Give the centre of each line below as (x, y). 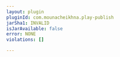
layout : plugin (25, 12)
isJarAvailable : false (34, 28)
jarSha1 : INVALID (28, 23)
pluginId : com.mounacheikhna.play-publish (60, 17)
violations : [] (25, 40)
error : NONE (21, 34)
